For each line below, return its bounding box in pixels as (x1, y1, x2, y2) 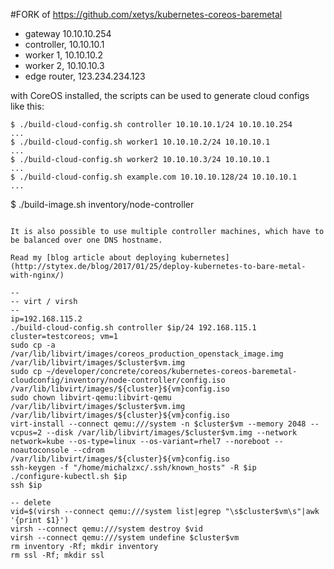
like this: (10, 100, 45, 112)
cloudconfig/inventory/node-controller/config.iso (10, 375, 226, 385)
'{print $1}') (10, 515, 70, 525)
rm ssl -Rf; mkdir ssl (10, 550, 105, 560)
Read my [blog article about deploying (10, 253, 177, 263)
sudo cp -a (10, 340, 56, 350)
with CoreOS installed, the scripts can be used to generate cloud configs (10, 90, 310, 101)
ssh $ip (10, 480, 43, 490)
